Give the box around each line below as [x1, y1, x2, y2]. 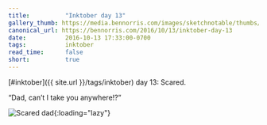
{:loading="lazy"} [53, 108, 111, 117]
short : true [8, 56, 80, 64]
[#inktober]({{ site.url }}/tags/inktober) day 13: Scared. [8, 77, 187, 87]
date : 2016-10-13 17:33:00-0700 [8, 33, 151, 42]
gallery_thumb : [8, 19, 59, 27]
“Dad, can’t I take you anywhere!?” [8, 93, 122, 102]
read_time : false [8, 48, 83, 56]
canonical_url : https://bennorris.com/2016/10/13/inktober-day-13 [8, 26, 233, 34]
